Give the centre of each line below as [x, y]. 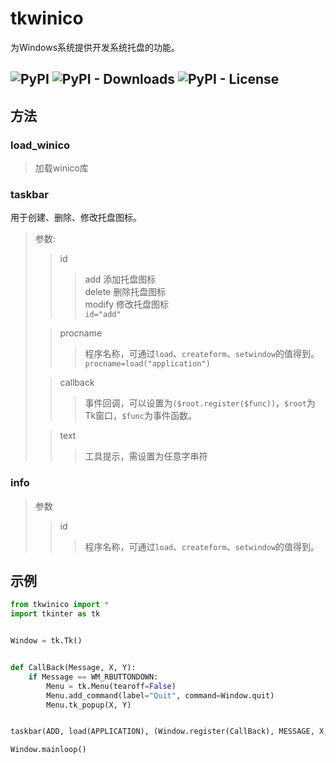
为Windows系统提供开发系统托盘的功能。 [95, 47]
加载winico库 [61, 168]
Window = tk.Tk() [46, 641]
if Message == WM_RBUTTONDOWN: [93, 677]
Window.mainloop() [48, 750]
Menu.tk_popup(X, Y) [89, 705]
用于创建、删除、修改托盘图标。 [76, 218]
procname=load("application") [147, 364]
